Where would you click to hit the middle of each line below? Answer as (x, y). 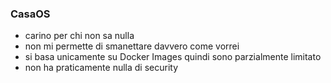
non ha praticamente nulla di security (101, 68)
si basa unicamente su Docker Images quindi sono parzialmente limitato (173, 57)
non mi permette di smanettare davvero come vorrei (132, 46)
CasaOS (30, 14)
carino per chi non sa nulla (79, 36)
